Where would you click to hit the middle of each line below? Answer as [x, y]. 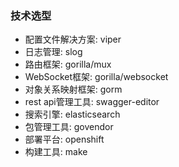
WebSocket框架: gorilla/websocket [96, 77]
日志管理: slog [53, 52]
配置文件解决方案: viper [73, 39]
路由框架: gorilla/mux [68, 64]
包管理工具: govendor [69, 127]
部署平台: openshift [64, 139]
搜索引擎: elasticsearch [72, 114]
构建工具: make [56, 152]
